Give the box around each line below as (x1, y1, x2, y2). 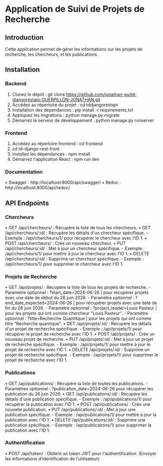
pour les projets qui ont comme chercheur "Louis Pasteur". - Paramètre (5, 311, 148, 316)
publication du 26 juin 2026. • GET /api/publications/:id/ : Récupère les (5, 391, 147, 397)
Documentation (5, 168, 43, 175)
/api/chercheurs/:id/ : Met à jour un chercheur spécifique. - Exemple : (5, 245, 145, 251)
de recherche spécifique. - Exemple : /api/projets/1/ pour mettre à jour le (5, 341, 151, 348)
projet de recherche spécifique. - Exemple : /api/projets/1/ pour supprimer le (5, 352, 159, 358)
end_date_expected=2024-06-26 (5, 300, 72, 306)
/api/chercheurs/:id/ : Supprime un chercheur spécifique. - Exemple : (5, 256, 144, 262)
